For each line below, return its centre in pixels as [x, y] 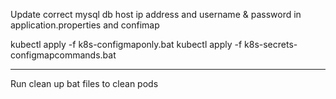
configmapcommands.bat [63, 55]
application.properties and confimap [85, 25]
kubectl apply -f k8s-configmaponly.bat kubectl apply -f [126, 44]
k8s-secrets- [271, 44]
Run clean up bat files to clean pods [84, 83]
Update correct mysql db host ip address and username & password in [156, 14]
